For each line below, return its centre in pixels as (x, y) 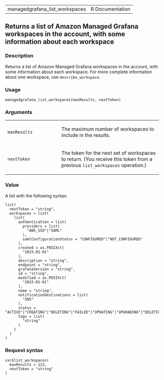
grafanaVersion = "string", (47, 269)
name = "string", (36, 291)
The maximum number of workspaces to (108, 129)
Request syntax (24, 350)
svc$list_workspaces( (27, 360)
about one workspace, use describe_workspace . (53, 77)
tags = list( (31, 316)
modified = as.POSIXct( (42, 278)
